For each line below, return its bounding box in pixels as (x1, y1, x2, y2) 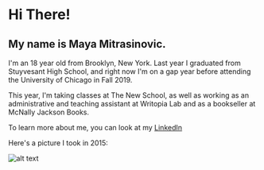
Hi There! (8, 6, 71, 24)
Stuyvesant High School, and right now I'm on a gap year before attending (8, 67, 251, 76)
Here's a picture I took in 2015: (8, 138, 109, 148)
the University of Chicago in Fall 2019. (8, 75, 133, 84)
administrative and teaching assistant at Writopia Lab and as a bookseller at (8, 99, 256, 108)
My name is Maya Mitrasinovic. (8, 37, 166, 51)
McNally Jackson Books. (8, 107, 90, 117)
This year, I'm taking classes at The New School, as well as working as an (8, 91, 250, 100)
